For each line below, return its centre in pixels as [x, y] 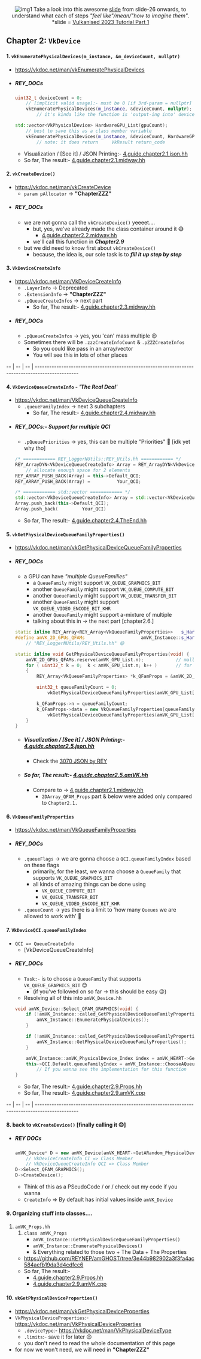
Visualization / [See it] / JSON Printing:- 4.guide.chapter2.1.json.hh [106, 154]
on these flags [42, 865]
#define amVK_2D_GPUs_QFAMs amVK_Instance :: [98, 638]
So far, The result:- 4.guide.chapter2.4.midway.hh [94, 413]
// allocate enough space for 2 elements [78, 470]
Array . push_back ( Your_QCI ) [60, 509]
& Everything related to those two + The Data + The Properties [110, 1252]
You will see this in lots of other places [80, 355]
